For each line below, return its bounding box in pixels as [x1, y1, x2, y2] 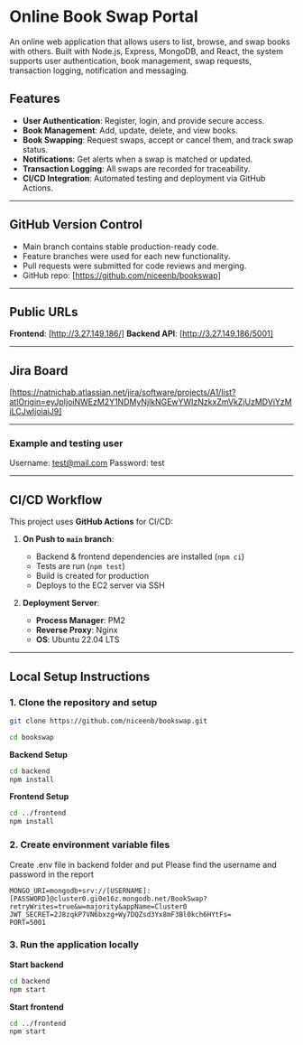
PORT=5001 [9, 918, 47, 927]
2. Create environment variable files [9, 838, 170, 851]
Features [9, 91, 60, 107]
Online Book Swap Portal [9, 6, 198, 27]
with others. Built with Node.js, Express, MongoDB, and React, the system [9, 45, 284, 56]
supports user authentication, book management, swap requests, [9, 55, 252, 66]
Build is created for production [35, 571, 150, 582]
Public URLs [9, 304, 78, 320]
